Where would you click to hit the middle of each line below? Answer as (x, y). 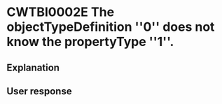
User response (39, 91)
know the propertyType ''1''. (90, 42)
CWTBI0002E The (61, 12)
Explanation (33, 67)
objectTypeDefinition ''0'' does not (111, 27)
